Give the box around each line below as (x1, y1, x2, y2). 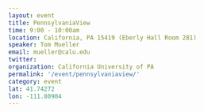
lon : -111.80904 (8, 92, 62, 100)
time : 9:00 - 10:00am (8, 26, 80, 34)
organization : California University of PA (8, 63, 155, 71)
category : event (8, 77, 62, 85)
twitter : (8, 56, 37, 64)
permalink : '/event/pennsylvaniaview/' (8, 70, 140, 78)
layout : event (8, 11, 56, 20)
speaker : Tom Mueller (8, 41, 80, 49)
